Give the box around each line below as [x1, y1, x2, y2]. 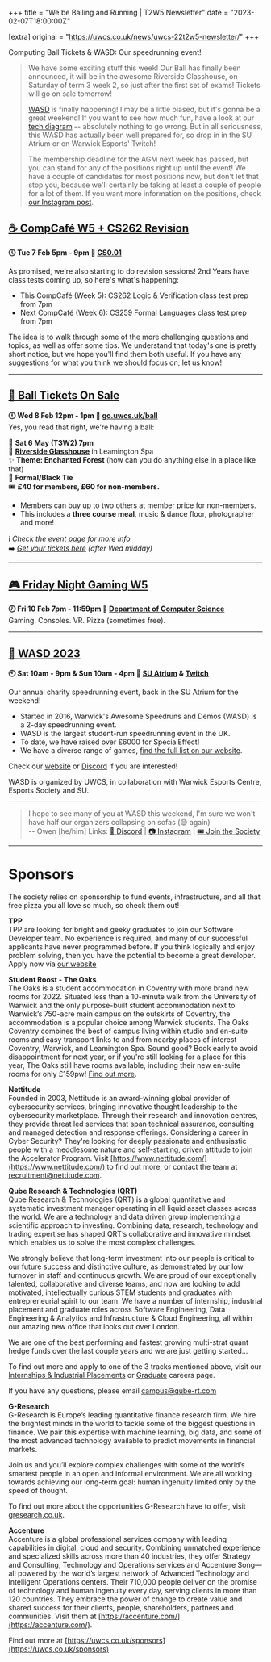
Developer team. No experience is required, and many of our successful [8, 933, 248, 944]
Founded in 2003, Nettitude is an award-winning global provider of [8, 1094, 231, 1103]
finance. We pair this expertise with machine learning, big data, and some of [8, 1427, 262, 1437]
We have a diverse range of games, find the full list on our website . [19, 746, 243, 756]
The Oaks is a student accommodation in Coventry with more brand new [8, 983, 249, 993]
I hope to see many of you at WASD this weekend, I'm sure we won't [27, 809, 256, 818]
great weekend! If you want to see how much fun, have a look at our [27, 113, 255, 123]
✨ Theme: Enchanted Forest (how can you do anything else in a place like [8, 454, 256, 464]
